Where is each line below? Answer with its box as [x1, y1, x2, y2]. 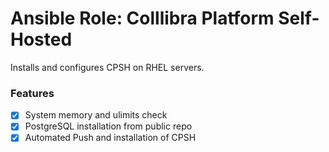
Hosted [10, 28, 73, 51]
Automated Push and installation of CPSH [24, 132, 197, 144]
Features [10, 86, 55, 100]
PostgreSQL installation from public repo [24, 120, 193, 132]
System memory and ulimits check [24, 109, 168, 121]
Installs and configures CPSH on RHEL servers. [10, 61, 205, 73]
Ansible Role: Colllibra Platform [10, 7, 275, 30]
